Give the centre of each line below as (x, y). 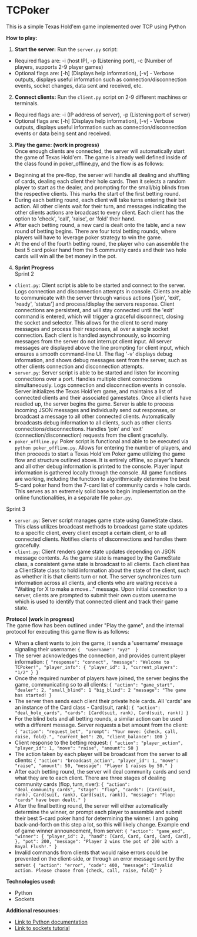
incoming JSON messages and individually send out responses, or (95, 410)
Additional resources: (33, 910)
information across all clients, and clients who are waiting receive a (96, 583)
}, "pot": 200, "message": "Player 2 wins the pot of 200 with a (96, 841)
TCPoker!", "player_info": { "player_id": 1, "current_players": (96, 667)
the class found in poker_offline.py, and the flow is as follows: (89, 163)
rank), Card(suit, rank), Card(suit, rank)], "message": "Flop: (95, 795)
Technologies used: (31, 881)
